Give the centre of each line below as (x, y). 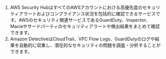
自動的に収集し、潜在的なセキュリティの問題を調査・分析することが (90, 45)
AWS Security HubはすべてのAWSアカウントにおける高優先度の (76, 7)
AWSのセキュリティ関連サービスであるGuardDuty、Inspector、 (85, 20)
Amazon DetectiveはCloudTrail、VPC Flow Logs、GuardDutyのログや (82, 39)
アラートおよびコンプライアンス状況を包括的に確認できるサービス (87, 14)
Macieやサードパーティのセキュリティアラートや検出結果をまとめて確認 (85, 26)
